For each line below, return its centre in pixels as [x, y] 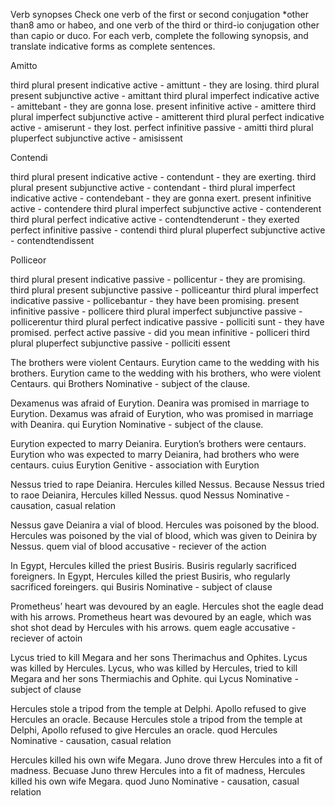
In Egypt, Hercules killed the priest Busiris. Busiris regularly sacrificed [153, 565]
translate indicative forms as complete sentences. [113, 46]
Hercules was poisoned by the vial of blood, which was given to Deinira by [164, 535]
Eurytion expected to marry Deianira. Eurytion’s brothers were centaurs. [158, 443]
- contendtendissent [52, 240]
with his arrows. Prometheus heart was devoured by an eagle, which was [161, 617]
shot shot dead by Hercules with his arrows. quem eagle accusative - [153, 627]
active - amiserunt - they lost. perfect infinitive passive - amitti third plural [162, 127]
